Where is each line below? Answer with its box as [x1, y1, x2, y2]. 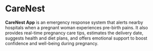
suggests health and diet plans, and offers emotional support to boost [5, 35, 148, 41]
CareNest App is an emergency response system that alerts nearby [5, 19, 144, 25]
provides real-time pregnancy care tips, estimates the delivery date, [5, 30, 144, 36]
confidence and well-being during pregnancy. [5, 40, 99, 46]
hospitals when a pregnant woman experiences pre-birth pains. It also [5, 24, 148, 30]
